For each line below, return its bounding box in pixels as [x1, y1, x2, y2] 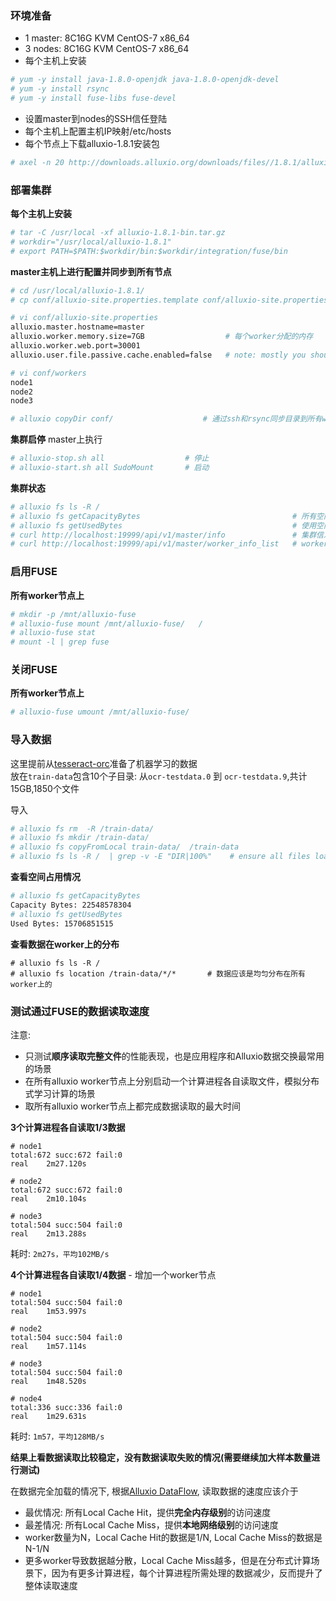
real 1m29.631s [10, 1411, 87, 1421]
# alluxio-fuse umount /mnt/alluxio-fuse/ [10, 707, 190, 717]
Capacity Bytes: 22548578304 [10, 900, 132, 910]
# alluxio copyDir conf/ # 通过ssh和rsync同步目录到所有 [10, 414, 323, 424]
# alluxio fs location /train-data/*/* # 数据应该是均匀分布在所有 [10, 968, 306, 979]
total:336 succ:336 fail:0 [10, 1402, 123, 1412]
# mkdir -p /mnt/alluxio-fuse [10, 609, 137, 619]
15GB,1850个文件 [10, 782, 80, 794]
